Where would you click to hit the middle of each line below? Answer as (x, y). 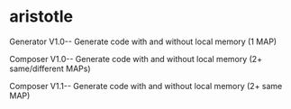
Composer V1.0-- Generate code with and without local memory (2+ (136, 59)
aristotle (41, 17)
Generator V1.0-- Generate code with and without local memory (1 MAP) (143, 41)
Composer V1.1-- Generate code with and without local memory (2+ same (146, 86)
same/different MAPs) (50, 68)
